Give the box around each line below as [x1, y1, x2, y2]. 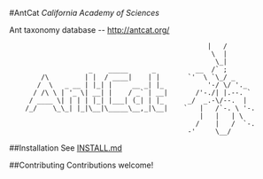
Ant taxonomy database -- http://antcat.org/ [9, 25, 170, 35]
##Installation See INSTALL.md [9, 143, 122, 153]
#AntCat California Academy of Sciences [9, 8, 159, 18]
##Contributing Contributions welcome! [9, 160, 154, 170]
